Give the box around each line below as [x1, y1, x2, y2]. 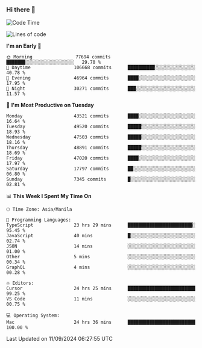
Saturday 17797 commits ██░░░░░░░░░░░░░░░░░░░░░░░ [6, 166, 196, 172]
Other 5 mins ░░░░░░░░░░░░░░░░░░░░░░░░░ [6, 254, 196, 260]
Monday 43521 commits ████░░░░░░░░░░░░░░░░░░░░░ [6, 113, 196, 119]
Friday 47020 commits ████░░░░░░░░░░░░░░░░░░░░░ [6, 155, 196, 161]
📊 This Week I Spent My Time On [6, 193, 92, 200]
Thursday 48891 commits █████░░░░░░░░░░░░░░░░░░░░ [6, 144, 196, 151]
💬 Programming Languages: [6, 217, 71, 223]
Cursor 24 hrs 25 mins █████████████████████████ [6, 285, 196, 291]
